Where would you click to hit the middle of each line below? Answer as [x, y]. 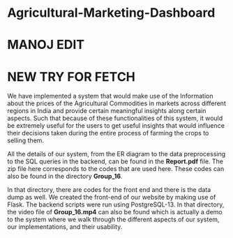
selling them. [25, 140]
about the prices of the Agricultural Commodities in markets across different [117, 103]
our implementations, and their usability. [65, 227]
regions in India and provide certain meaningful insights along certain [107, 111]
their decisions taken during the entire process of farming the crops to [108, 133]
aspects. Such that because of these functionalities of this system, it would [115, 118]
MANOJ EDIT [46, 45]
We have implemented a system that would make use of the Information [110, 96]
